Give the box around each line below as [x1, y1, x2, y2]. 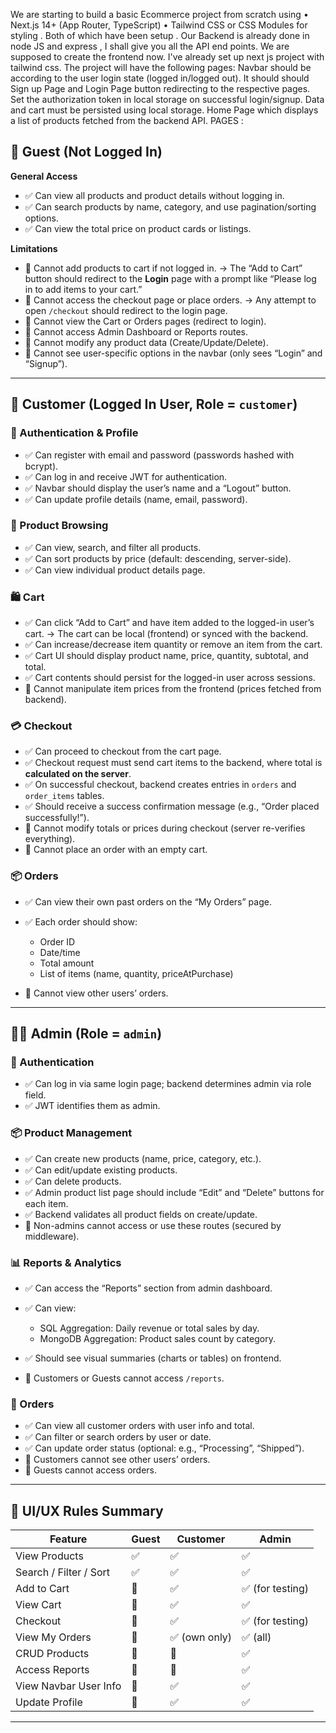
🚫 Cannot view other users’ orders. [24, 987, 169, 999]
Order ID [39, 935, 76, 948]
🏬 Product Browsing [10, 519, 109, 533]
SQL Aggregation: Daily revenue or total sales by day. [39, 1322, 260, 1334]
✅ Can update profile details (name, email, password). [24, 493, 248, 505]
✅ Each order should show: [24, 915, 138, 928]
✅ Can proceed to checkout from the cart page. [24, 745, 222, 758]
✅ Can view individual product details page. [24, 564, 206, 576]
